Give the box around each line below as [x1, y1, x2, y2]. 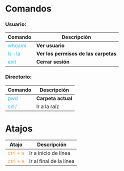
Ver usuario [36, 42, 65, 49]
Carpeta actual [36, 94, 72, 101]
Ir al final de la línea [29, 157, 75, 164]
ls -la [7, 50, 20, 57]
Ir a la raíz [36, 103, 59, 110]
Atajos [5, 123, 33, 134]
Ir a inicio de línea [29, 149, 70, 156]
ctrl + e [7, 157, 24, 164]
